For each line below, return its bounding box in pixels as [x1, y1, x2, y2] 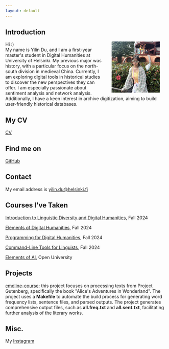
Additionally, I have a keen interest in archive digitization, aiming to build [5, 96, 157, 102]
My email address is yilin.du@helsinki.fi [5, 186, 88, 192]
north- [85, 63, 99, 69]
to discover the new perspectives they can [5, 79, 95, 85]
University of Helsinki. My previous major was [5, 58, 102, 64]
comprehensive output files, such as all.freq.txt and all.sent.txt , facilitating [5, 304, 164, 310]
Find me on [5, 144, 41, 153]
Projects [5, 269, 33, 278]
